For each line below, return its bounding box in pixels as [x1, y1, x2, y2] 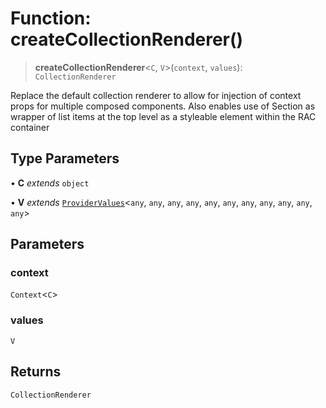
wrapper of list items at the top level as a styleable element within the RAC [10, 110, 317, 122]
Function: [10, 7, 92, 30]
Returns [10, 363, 62, 381]
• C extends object [10, 177, 90, 189]
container [10, 121, 50, 133]
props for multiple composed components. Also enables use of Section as [10, 100, 316, 112]
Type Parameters [10, 150, 120, 167]
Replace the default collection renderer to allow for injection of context [10, 89, 302, 101]
